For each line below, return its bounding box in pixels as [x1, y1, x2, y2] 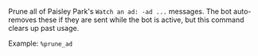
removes [8, 15, 37, 24]
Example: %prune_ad [8, 39, 73, 48]
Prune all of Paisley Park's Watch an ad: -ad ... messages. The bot [8, 7, 233, 16]
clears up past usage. [8, 24, 80, 32]
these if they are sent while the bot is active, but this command [38, 15, 244, 24]
